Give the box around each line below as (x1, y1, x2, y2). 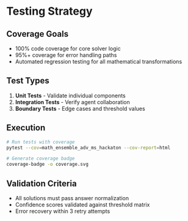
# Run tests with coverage (6, 139, 75, 145)
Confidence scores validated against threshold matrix (15, 201, 150, 208)
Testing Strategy (6, 4, 93, 18)
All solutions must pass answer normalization (15, 194, 129, 201)
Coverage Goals (6, 29, 69, 39)
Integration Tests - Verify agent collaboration (15, 98, 130, 105)
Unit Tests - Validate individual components (15, 92, 126, 99)
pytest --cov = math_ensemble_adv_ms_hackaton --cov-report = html (6, 144, 171, 151)
